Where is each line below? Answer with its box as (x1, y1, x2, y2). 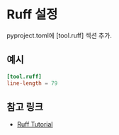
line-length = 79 (6, 79, 58, 87)
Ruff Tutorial (16, 120, 54, 129)
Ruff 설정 (6, 6, 58, 23)
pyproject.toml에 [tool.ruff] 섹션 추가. (6, 31, 113, 40)
